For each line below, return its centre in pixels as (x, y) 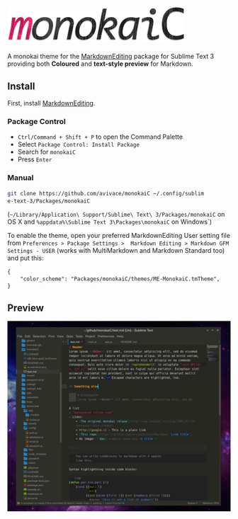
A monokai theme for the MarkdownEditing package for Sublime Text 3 (111, 57)
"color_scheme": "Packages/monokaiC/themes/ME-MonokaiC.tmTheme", (120, 279)
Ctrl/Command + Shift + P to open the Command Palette (100, 137)
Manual (21, 178)
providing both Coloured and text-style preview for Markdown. (100, 64)
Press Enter (35, 159)
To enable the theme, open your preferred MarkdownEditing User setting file (119, 236)
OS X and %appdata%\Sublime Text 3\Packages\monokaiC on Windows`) (110, 222)
